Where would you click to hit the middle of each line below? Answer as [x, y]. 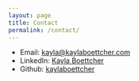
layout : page [30, 15]
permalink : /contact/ [44, 30]
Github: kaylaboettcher [57, 69]
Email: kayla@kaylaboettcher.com [75, 53]
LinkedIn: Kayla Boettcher [62, 61]
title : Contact [33, 23]
